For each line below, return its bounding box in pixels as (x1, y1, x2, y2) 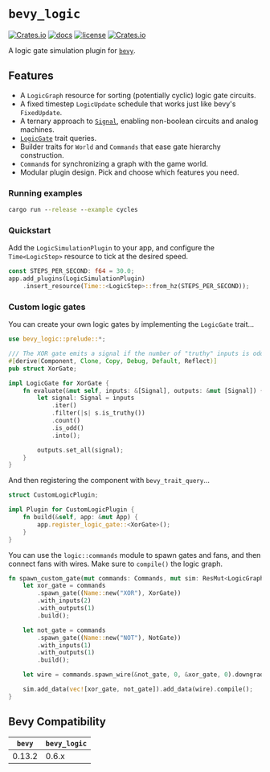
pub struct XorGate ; (8, 365, 78, 373)
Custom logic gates (8, 301, 86, 312)
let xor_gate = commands (22, 582, 106, 590)
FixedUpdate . (19, 107, 63, 117)
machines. (19, 124, 55, 134)
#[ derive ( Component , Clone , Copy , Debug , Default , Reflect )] (8, 357, 218, 365)
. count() (51, 417, 81, 425)
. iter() (51, 402, 78, 410)
